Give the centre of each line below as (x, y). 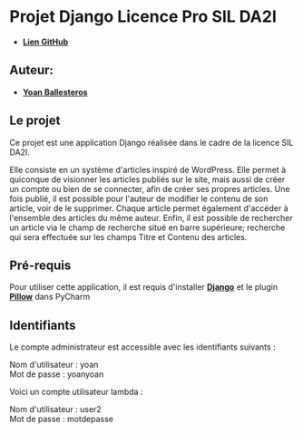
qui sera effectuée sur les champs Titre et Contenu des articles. (128, 236)
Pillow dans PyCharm (50, 297)
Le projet (35, 121)
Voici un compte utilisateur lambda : (76, 392)
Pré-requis (40, 265)
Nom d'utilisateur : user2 (55, 409)
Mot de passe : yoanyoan (57, 374)
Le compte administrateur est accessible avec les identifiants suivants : (142, 347)
